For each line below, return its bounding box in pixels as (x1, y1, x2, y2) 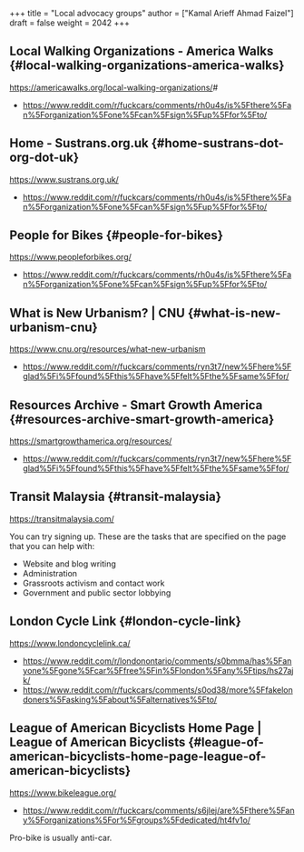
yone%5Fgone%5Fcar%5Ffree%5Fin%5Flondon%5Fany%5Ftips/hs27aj (22, 665, 294, 676)
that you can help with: (9, 540, 95, 551)
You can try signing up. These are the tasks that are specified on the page (9, 531, 287, 542)
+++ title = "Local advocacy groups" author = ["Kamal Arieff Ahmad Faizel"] (9, 8, 294, 18)
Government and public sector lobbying (22, 586, 172, 598)
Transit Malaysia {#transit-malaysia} (9, 489, 222, 505)
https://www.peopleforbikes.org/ (9, 252, 132, 263)
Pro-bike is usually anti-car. (9, 832, 113, 843)
